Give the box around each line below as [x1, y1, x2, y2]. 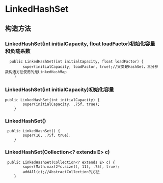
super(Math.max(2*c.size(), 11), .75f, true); [23, 164, 120, 169]
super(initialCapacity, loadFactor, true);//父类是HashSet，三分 [23, 64, 155, 69]
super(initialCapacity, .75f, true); [23, 102, 100, 107]
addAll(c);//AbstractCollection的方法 [23, 169, 100, 174]
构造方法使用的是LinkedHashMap [8, 69, 67, 74]
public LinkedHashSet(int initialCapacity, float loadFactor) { [9, 59, 144, 64]
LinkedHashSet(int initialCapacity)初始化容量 [5, 86, 114, 93]
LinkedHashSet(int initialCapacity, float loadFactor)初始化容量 [5, 40, 156, 47]
